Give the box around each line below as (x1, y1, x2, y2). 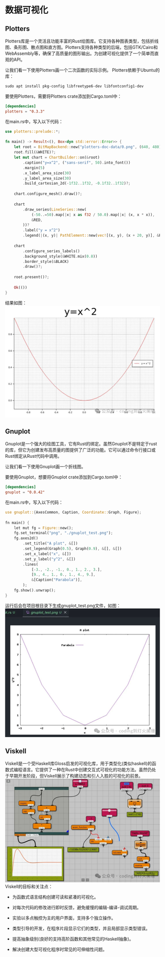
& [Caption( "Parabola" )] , (31, 578, 82, 583)
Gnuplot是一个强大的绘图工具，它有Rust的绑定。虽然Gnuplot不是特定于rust (5, 441, 157, 447)
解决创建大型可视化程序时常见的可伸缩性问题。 (12, 946, 107, 952)
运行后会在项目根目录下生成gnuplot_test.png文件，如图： (5, 602, 121, 608)
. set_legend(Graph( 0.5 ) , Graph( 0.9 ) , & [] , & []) (23, 546, 122, 552)
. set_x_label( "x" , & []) (23, 551, 71, 556)
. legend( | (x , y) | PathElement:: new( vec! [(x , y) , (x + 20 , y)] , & (23, 233, 160, 238)
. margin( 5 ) (23, 165, 45, 170)
